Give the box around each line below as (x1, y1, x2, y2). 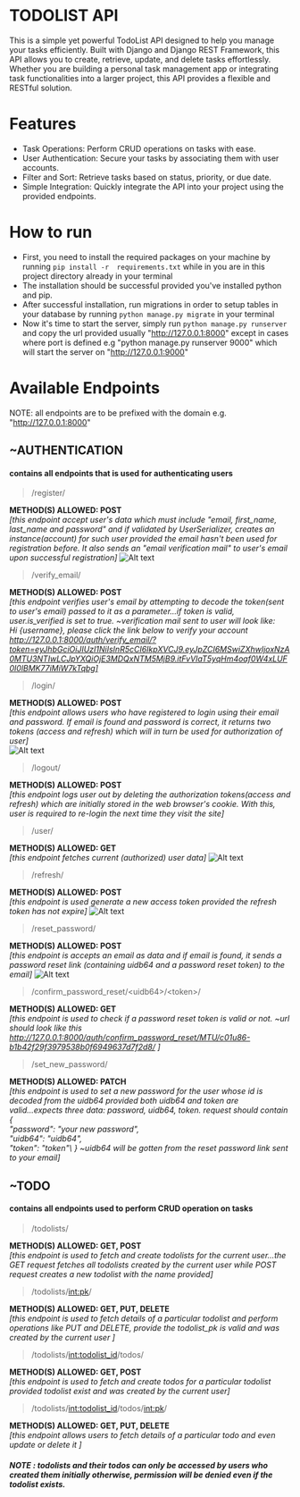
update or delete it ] (9, 1439, 82, 1450)
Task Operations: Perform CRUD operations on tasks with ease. (21, 143, 256, 154)
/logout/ (30, 762, 61, 773)
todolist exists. (9, 1478, 66, 1489)
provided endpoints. (21, 190, 96, 201)
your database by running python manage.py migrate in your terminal (21, 308, 275, 319)
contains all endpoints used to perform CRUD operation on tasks (9, 1203, 254, 1214)
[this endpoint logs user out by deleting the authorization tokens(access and (9, 789, 291, 800)
